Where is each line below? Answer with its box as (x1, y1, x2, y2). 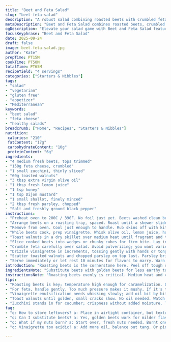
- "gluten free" (5, 93, 40, 98)
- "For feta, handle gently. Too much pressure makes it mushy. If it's (5, 287, 163, 292)
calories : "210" (7, 135, 42, 140)
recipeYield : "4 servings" (5, 69, 63, 74)
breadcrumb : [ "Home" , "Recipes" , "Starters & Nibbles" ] (5, 126, 126, 131)
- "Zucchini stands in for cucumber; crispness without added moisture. (5, 301, 163, 306)
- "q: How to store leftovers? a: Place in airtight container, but (5, 310, 154, 316)
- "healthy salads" (5, 121, 47, 126)
